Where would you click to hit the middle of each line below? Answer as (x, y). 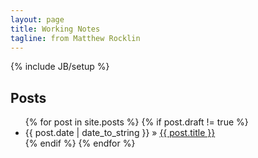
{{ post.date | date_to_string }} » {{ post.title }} (120, 133)
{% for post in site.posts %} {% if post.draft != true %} (136, 122)
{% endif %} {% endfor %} (80, 143)
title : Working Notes (55, 29)
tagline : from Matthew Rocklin (75, 38)
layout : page (37, 19)
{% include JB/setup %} (60, 67)
